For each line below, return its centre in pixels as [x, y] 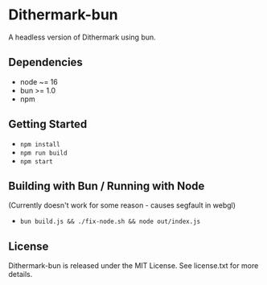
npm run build [43, 153]
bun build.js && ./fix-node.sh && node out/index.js [110, 222]
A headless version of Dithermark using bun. [82, 37]
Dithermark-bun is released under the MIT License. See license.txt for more [133, 266]
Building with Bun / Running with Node [107, 186]
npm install [40, 144]
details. [21, 275]
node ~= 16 [39, 81]
